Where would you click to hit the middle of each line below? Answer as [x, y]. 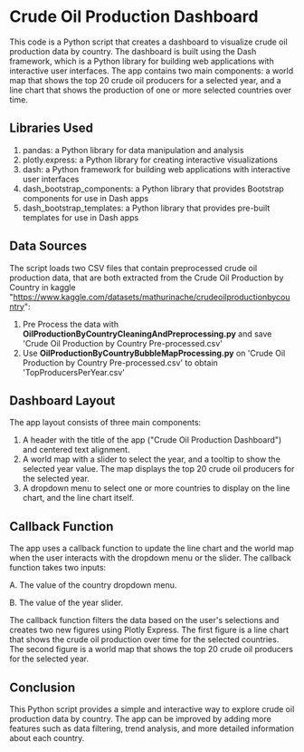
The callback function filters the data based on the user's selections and [144, 620]
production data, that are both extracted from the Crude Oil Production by [147, 278]
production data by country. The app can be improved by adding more [140, 719]
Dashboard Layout [62, 400]
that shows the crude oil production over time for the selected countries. [144, 640]
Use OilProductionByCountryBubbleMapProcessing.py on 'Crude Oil [154, 353]
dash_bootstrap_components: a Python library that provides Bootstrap [153, 189]
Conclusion [43, 687]
